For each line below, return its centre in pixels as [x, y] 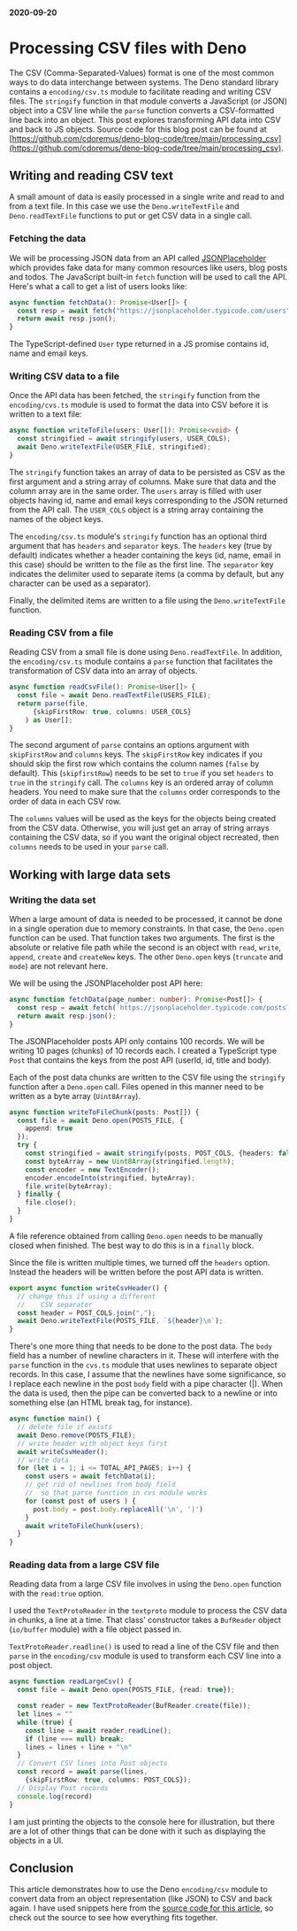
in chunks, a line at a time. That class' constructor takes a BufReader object [145, 1620]
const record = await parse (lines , [83, 1772]
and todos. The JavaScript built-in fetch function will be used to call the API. [148, 277]
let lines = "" [45, 1714]
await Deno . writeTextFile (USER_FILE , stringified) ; [114, 447]
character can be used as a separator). [80, 583]
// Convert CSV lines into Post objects [92, 1764]
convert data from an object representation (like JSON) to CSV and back [141, 1899]
